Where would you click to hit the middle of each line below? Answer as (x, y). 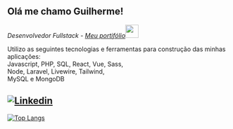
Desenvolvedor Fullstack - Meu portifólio (67, 35)
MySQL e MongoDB (36, 79)
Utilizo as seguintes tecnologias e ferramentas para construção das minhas (117, 49)
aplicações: (24, 56)
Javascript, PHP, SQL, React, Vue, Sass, (65, 64)
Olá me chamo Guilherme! (65, 12)
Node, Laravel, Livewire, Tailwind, (56, 71)
